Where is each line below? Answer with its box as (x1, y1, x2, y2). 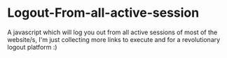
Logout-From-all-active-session (7, 5, 200, 21)
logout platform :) (7, 43, 57, 51)
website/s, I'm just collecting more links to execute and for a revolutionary (7, 35, 221, 43)
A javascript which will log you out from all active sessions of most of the (7, 28, 218, 36)
